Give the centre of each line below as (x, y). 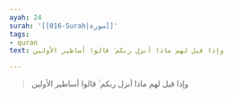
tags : (19, 34)
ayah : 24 (26, 17)
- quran (24, 42)
